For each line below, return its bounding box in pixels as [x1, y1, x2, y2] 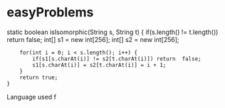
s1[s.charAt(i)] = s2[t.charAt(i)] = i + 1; [32, 61, 167, 68]
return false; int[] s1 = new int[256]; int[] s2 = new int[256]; [6, 35, 179, 43]
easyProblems [6, 4, 94, 21]
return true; [19, 74, 58, 81]
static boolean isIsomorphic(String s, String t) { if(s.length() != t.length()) [6, 28, 219, 36]
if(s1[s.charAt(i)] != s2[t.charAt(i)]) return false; [32, 55, 202, 63]
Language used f [6, 92, 56, 101]
